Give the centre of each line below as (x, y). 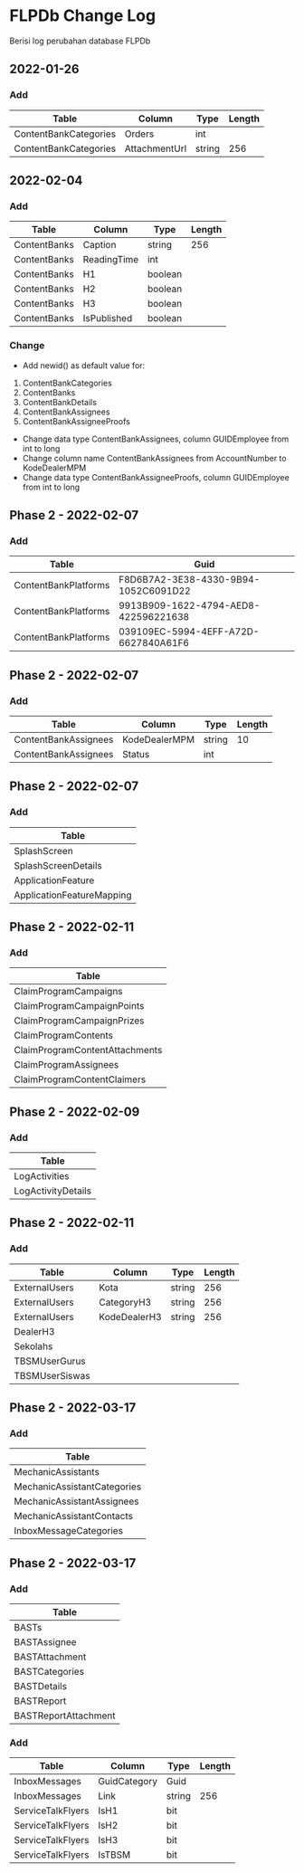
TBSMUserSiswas (52, 1375)
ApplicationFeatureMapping (73, 895)
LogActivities (42, 1176)
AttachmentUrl (156, 148)
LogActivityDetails (53, 1191)
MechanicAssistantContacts (74, 1516)
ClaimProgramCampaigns (69, 992)
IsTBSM (114, 1855)
